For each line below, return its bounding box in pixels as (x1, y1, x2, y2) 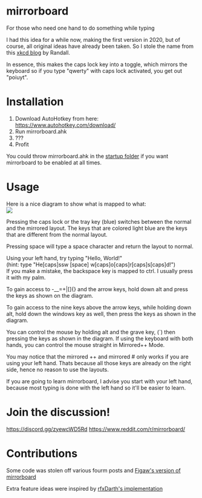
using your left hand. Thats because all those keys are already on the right (6, 359, 191, 366)
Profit (15, 141, 29, 148)
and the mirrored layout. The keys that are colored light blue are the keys (6, 224, 187, 232)
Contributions (6, 446, 77, 460)
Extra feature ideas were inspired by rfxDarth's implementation (6, 485, 163, 492)
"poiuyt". (6, 73, 28, 81)
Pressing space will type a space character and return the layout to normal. (6, 243, 194, 250)
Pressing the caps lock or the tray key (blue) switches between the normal (6, 218, 192, 225)
